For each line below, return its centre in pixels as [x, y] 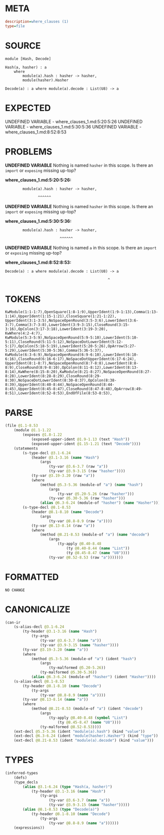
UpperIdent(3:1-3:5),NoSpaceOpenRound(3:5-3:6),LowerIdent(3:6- [72, 321]
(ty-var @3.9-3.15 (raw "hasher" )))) [87, 471]
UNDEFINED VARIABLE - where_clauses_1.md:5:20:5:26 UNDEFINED [74, 121]
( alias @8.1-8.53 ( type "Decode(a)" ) [61, 810]
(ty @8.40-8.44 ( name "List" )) [98, 548]
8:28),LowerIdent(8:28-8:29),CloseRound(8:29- [53, 376]
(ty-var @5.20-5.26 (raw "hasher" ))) [96, 494]
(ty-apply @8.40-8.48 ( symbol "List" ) [88, 718]
